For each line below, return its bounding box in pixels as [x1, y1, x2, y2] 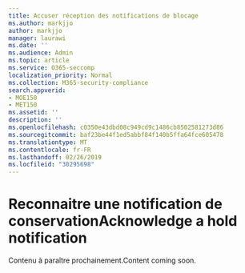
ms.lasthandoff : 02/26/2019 [8, 153, 102, 161]
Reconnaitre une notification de [8, 195, 223, 213]
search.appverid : [8, 86, 66, 94]
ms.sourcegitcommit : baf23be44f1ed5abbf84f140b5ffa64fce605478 [8, 130, 224, 139]
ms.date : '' [8, 42, 48, 50]
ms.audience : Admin [8, 49, 74, 57]
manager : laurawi [8, 34, 66, 42]
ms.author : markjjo [8, 19, 74, 27]
